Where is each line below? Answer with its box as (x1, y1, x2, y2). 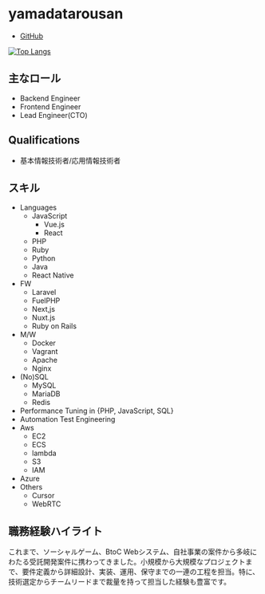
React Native (31, 270, 74, 280)
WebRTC (31, 499, 61, 509)
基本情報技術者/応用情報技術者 (19, 155, 121, 165)
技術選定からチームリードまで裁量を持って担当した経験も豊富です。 (8, 577, 231, 587)
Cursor (31, 491, 55, 501)
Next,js (31, 305, 56, 314)
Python (31, 254, 56, 263)
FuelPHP (31, 296, 61, 305)
